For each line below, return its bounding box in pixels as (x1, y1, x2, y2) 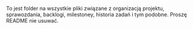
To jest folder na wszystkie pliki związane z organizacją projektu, (6, 5, 165, 12)
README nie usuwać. (6, 17, 59, 24)
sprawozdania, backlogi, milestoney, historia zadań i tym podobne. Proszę (6, 11, 188, 18)
